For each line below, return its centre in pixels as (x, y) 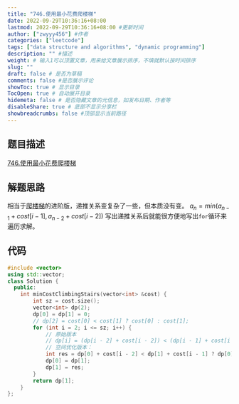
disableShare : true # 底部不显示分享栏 (62, 107)
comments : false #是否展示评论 (51, 80)
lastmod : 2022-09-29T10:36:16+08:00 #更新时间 (75, 27)
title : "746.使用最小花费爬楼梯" (52, 14)
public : (25, 288)
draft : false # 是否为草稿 (44, 74)
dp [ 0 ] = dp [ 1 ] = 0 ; (62, 314)
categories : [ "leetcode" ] (46, 41)
